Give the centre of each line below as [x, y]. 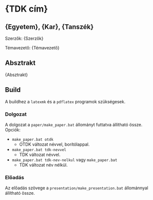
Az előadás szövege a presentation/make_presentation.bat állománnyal [77, 188]
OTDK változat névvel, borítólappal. [54, 144]
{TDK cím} [27, 9]
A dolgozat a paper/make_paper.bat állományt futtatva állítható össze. [74, 124]
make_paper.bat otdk [33, 139]
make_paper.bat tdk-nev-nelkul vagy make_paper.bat [64, 160]
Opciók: [13, 130]
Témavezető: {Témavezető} [32, 48]
